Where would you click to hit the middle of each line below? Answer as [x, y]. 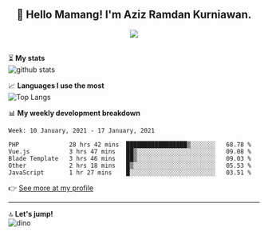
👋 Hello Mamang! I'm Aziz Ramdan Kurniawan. [134, 15]
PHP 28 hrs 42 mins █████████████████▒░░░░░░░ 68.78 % [130, 145]
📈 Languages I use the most [57, 86]
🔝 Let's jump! [31, 213]
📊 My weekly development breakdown [75, 113]
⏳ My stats [27, 58]
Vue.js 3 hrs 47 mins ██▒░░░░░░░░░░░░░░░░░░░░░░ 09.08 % [130, 151]
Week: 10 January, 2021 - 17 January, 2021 [82, 130]
